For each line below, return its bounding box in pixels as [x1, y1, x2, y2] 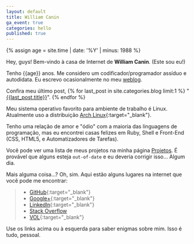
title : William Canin [6, 14, 60, 20]
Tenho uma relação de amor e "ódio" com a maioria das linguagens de [6, 123, 177, 130]
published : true [6, 31, 46, 37]
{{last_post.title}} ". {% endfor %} [6, 94, 86, 101]
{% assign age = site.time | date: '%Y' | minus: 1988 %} [6, 47, 141, 54]
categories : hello [6, 25, 51, 31]
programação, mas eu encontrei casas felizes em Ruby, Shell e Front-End [6, 129, 185, 136]
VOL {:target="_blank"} [29, 214, 84, 221]
